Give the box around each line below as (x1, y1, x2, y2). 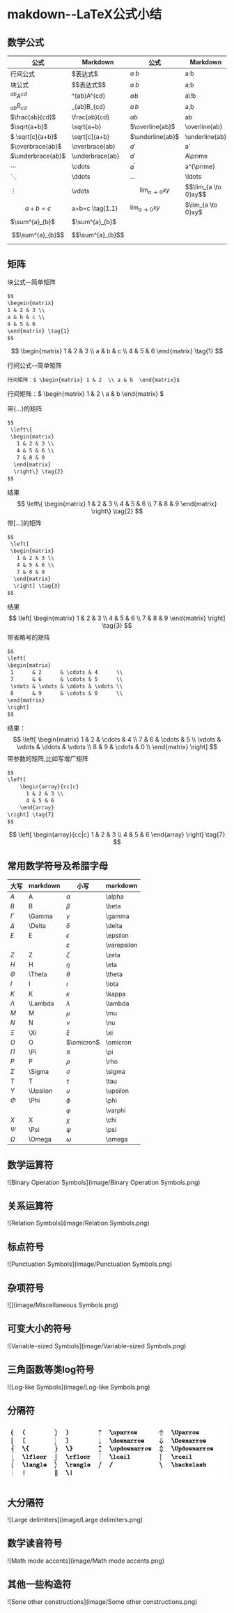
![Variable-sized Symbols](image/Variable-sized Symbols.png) (7, 1341, 187, 1350)
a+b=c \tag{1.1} (72, 204, 118, 213)
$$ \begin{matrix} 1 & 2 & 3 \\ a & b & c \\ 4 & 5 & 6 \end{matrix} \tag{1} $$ (10, 347, 224, 355)
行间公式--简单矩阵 (7, 361, 62, 370)
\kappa (105, 989, 126, 998)
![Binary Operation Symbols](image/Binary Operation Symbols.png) (7, 1178, 201, 1186)
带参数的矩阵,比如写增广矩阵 (7, 755, 89, 763)
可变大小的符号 (7, 1323, 72, 1334)
